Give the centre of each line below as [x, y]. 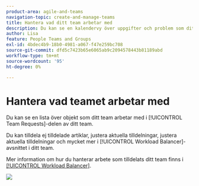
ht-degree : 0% [24, 67]
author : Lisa [22, 34]
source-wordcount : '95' [36, 61]
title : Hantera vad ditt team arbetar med [59, 23]
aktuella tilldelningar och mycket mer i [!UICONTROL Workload [82, 142]
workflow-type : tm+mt [33, 56]
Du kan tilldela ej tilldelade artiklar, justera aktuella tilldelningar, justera [92, 135]
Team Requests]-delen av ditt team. [50, 124]
